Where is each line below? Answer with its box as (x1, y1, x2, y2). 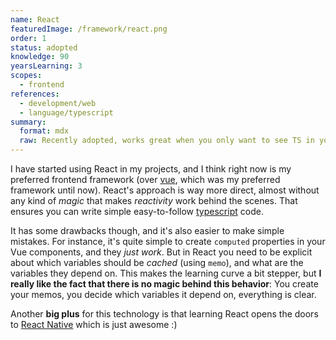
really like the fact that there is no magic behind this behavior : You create (10, 278, 319, 290)
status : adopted (10, 42, 78, 53)
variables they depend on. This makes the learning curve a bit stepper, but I (10, 267, 322, 279)
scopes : (10, 71, 43, 81)
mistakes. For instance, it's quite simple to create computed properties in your (10, 236, 326, 247)
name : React (10, 14, 60, 25)
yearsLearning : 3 (10, 61, 83, 71)
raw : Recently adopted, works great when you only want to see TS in (19, 136, 315, 146)
